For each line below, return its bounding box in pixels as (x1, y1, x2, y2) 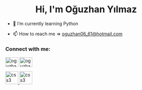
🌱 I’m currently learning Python (12, 20, 78, 27)
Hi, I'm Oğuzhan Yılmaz (35, 4, 137, 15)
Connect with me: (5, 45, 51, 52)
